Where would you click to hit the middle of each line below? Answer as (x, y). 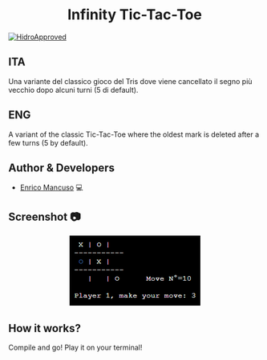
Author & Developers (61, 168)
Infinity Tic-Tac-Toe (134, 15)
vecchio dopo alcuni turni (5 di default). (73, 90)
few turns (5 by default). (48, 142)
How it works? (45, 328)
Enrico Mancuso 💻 (51, 188)
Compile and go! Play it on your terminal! (75, 347)
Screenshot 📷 (45, 216)
